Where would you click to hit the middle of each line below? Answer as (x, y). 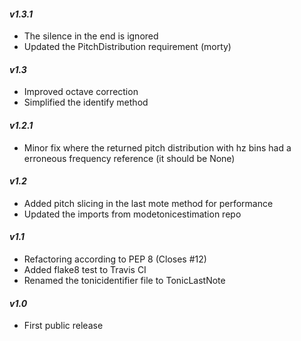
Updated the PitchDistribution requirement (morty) (127, 47)
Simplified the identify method (86, 102)
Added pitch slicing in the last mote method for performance (148, 203)
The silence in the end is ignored (91, 36)
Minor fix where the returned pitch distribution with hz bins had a (157, 147)
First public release (63, 326)
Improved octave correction (81, 92)
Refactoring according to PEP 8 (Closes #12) (115, 259)
